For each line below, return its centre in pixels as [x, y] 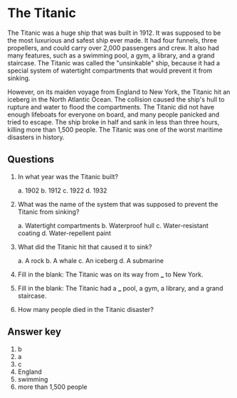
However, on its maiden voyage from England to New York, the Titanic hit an [119, 92]
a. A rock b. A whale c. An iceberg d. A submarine [90, 260]
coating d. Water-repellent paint [64, 233]
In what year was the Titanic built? [68, 176]
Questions [31, 160]
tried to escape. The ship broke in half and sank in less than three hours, [114, 122]
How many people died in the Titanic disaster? [86, 309]
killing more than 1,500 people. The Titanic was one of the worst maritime [115, 129]
